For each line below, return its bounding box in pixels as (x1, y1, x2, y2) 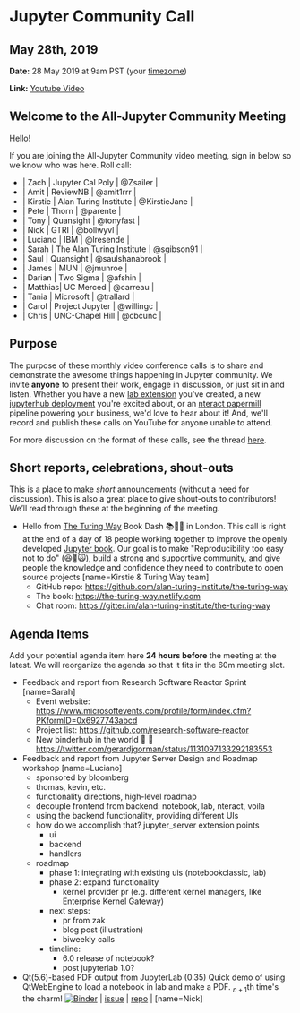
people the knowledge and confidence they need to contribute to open (21, 562, 284, 573)
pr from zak (62, 915, 106, 926)
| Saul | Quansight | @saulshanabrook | (21, 253, 167, 263)
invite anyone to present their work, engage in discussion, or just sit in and (9, 379, 285, 390)
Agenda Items (9, 626, 90, 641)
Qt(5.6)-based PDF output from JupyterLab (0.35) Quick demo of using (21, 972, 286, 983)
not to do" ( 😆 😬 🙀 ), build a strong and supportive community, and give (21, 553, 281, 563)
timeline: (48, 943, 81, 955)
